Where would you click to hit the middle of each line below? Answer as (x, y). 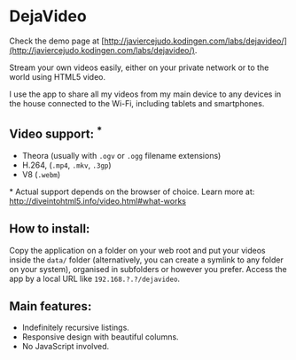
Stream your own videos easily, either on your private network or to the (139, 67)
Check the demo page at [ (57, 41)
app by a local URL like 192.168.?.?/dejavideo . (94, 278)
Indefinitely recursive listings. (76, 328)
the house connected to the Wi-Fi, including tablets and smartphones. (137, 103)
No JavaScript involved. (66, 347)
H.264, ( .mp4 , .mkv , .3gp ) (67, 165)
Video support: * (56, 133)
